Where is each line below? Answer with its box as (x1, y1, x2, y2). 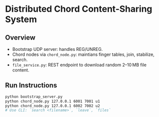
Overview (5, 33, 36, 42)
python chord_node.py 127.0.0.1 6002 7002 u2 (5, 103, 100, 108)
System (5, 14, 37, 25)
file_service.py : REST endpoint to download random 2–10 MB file (12, 62, 147, 68)
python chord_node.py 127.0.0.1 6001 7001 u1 (5, 99, 100, 104)
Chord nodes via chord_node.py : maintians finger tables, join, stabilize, (12, 51, 155, 57)
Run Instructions (5, 81, 58, 90)
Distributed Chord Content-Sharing (5, 3, 153, 15)
